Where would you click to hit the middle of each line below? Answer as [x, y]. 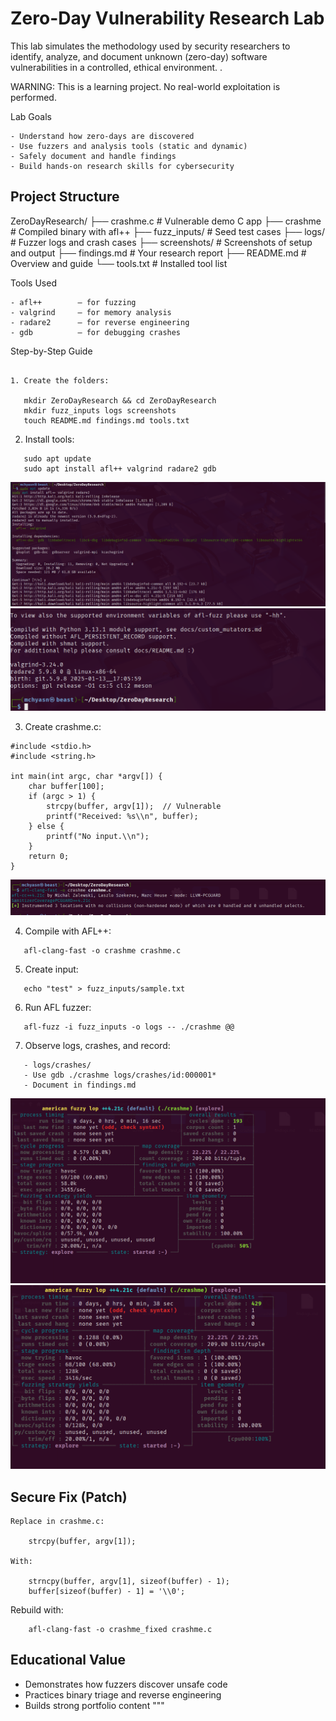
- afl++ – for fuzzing [73, 302]
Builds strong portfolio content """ [94, 1705]
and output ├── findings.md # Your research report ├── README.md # [158, 253]
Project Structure [65, 197]
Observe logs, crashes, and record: [97, 1045]
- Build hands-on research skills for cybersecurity [122, 166]
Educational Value [68, 1660]
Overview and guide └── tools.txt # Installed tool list [119, 263]
